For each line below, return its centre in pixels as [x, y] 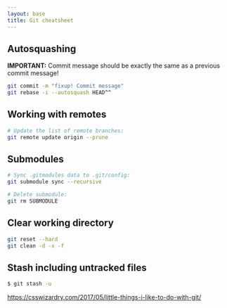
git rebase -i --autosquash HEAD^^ [59, 93]
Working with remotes [57, 114]
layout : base [26, 14]
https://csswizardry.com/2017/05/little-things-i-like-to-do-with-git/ [104, 297]
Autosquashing [42, 49]
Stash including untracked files [77, 268]
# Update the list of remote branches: [66, 131]
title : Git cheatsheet [40, 20]
